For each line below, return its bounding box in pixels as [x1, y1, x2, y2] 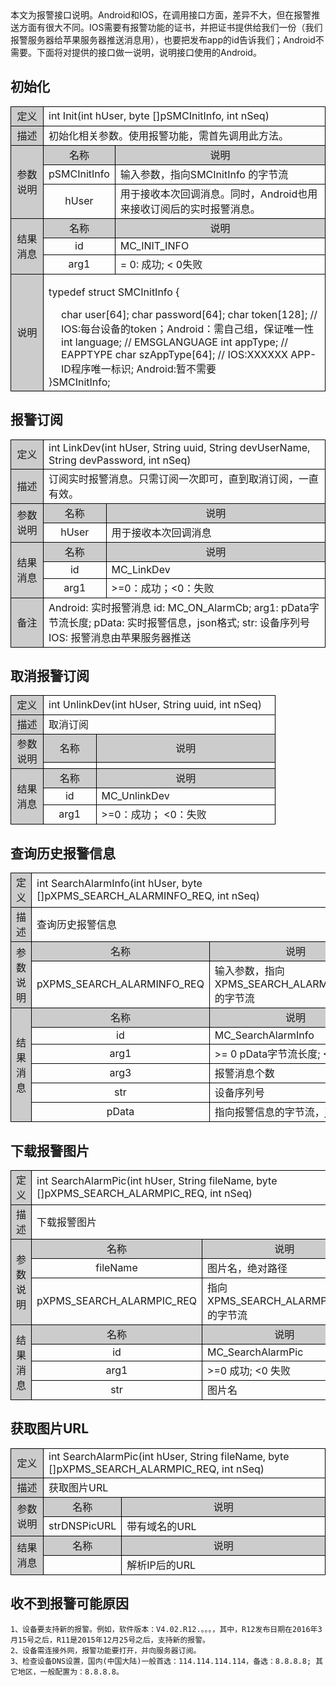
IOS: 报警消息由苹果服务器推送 [48, 630, 192, 644]
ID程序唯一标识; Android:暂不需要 [61, 362, 217, 376]
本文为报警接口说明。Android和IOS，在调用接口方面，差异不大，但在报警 [10, 9, 312, 21]
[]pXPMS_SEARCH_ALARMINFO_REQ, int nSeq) [36, 889, 260, 903]
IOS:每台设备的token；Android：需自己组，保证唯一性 [61, 322, 315, 336]
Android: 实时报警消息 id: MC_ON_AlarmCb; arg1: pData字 [48, 600, 320, 614]
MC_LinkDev [111, 562, 171, 576]
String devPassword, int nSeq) [48, 453, 192, 467]
